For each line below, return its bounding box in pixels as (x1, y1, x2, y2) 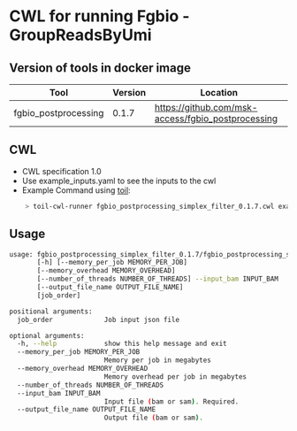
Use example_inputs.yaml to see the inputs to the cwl (21, 175, 217, 186)
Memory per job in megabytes (103, 356, 212, 365)
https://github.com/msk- (154, 102, 258, 113)
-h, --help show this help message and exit (17, 339, 227, 349)
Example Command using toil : (21, 184, 131, 196)
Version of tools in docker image (9, 60, 192, 75)
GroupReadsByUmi (9, 25, 152, 45)
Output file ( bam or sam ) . (103, 413, 203, 422)
